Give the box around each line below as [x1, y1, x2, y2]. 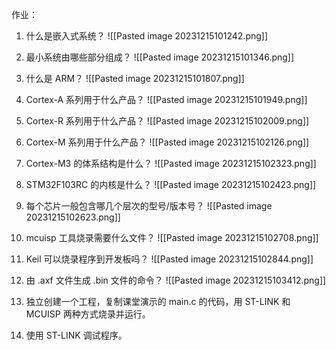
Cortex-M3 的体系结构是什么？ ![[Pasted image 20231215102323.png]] [25, 158, 317, 169]
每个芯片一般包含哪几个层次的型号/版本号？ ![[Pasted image [25, 200, 273, 212]
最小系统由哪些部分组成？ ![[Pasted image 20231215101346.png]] [25, 51, 295, 63]
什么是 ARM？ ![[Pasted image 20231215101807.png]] [25, 73, 245, 84]
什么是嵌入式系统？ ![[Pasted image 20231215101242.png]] [25, 30, 269, 42]
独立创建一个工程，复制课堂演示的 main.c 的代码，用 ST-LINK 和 [25, 296, 291, 307]
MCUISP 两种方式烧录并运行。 [25, 308, 151, 320]
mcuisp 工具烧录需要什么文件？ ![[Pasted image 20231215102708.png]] [25, 232, 319, 243]
